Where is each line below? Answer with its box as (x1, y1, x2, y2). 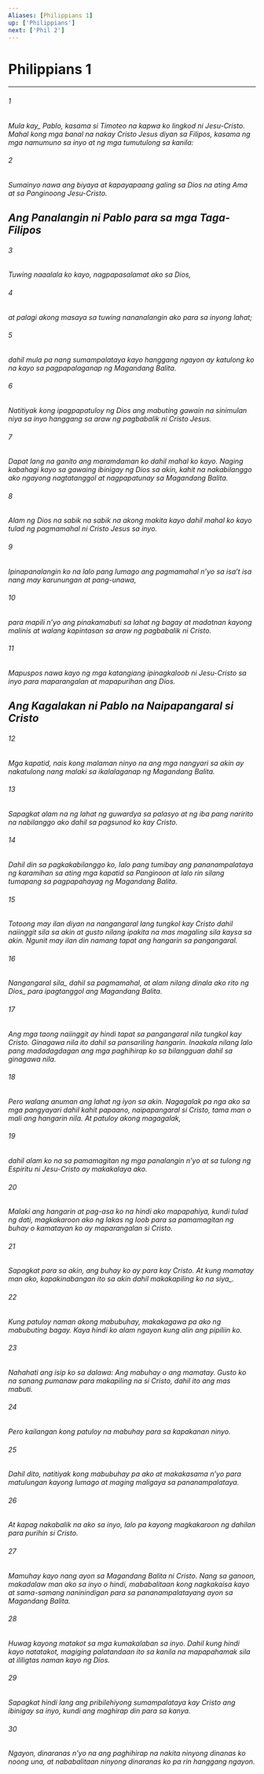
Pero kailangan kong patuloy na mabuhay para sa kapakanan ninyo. (8, 1426, 231, 1436)
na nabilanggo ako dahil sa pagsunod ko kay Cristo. (8, 817, 178, 827)
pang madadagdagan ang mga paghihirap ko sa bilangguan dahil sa (8, 1046, 233, 1055)
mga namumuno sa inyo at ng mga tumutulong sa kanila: (8, 137, 194, 147)
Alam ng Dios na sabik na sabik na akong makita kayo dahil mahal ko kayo (8, 515, 252, 525)
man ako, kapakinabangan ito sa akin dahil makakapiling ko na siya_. (8, 1274, 234, 1284)
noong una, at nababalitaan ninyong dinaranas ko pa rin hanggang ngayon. (8, 1757, 255, 1766)
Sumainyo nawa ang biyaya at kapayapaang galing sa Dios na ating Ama (8, 180, 248, 189)
